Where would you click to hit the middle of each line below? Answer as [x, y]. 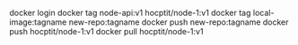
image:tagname [38, 22]
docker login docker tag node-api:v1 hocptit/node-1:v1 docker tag [130, 13]
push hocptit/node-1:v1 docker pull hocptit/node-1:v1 [106, 31]
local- [263, 13]
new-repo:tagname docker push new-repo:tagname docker [179, 22]
